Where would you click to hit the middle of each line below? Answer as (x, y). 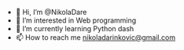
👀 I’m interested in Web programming (76, 20)
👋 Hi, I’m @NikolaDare (51, 12)
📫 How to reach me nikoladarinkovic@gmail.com (95, 37)
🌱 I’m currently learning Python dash (75, 29)
